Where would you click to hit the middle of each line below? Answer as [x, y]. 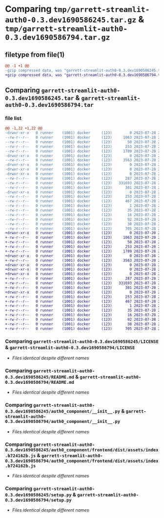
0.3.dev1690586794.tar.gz [58, 37]
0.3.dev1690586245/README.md [40, 377]
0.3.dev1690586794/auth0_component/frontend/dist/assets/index [82, 461]
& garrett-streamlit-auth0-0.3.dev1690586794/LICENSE [70, 347]
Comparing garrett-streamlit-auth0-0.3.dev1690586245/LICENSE [82, 341]
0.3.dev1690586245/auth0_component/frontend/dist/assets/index [82, 450]
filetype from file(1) [35, 55]
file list [13, 118]
